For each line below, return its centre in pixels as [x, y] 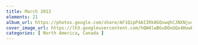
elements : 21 [22, 17]
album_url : [19, 22]
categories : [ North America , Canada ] [55, 33]
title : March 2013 [29, 11]
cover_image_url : [27, 28]
